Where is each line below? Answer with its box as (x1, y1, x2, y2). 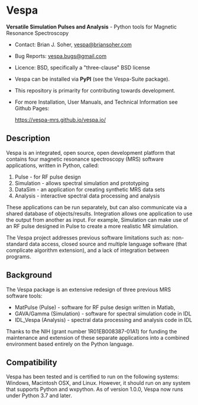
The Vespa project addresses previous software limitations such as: (6, 234, 171, 241)
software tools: (6, 292, 43, 299)
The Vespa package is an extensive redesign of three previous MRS (6, 286, 171, 293)
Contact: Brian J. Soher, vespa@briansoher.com (14, 41, 132, 48)
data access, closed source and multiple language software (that (29, 240, 187, 247)
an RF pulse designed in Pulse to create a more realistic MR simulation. (6, 222, 178, 229)
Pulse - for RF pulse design (14, 173, 81, 180)
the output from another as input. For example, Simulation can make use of (6, 216, 189, 223)
